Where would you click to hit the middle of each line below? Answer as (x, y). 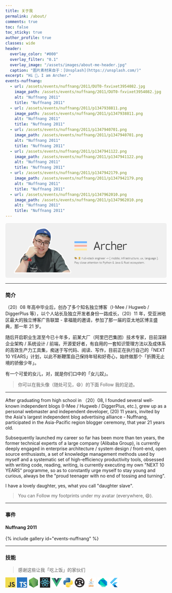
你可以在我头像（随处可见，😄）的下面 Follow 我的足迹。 (78, 385)
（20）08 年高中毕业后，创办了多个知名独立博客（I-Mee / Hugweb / (77, 307)
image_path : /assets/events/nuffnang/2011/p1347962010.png (79, 200)
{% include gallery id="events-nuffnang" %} (52, 539)
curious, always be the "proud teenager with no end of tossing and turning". (85, 476)
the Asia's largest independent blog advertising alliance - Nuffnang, (77, 417)
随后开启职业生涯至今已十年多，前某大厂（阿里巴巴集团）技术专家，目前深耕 (86, 337)
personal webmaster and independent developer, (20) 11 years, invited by (83, 412)
